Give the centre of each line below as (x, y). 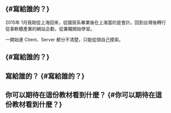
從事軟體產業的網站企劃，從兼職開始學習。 (50, 29)
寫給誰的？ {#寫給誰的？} (45, 76)
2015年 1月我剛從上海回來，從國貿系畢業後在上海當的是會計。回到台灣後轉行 (86, 22)
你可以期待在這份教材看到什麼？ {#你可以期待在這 (84, 95)
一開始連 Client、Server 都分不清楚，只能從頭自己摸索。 (64, 39)
